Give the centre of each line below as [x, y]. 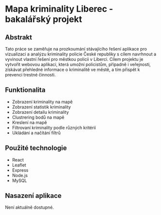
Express [20, 170]
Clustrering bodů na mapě [38, 117]
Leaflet [19, 165]
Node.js [20, 175]
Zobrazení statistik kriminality [41, 107]
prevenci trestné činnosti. [30, 75]
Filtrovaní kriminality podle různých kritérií [54, 127]
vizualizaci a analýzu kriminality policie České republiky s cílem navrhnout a [81, 54]
